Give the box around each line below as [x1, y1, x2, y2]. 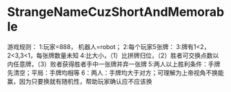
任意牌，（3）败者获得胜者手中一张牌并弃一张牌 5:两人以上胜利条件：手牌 [12, 59, 221, 68]
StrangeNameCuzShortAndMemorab [7, 4, 225, 20]
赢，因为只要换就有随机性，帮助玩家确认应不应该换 [7, 77, 152, 85]
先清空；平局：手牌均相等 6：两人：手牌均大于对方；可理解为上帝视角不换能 [7, 68, 224, 77]
